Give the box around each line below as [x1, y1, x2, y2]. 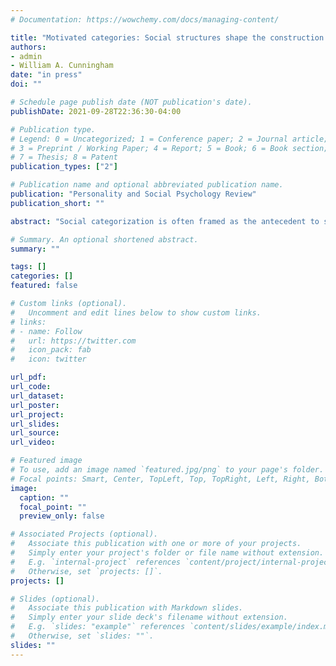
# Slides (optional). [10, 594, 101, 604]
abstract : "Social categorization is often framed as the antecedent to [10, 216, 320, 226]
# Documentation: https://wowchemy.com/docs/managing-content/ [10, 14, 280, 25]
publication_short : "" [10, 198, 105, 208]
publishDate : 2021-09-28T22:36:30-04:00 [10, 106, 182, 116]
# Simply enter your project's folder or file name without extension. [10, 548, 325, 558]
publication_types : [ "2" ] [10, 162, 118, 172]
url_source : [10, 428, 60, 438]
